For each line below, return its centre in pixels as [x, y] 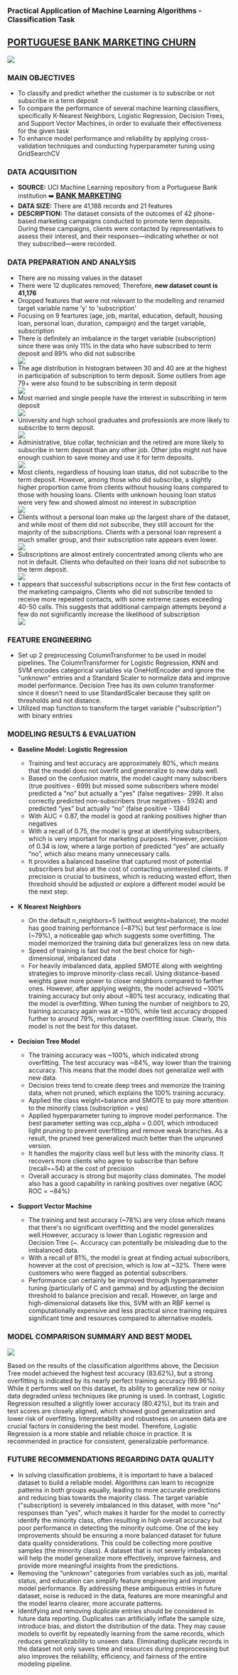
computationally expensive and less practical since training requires [128, 1311]
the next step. [48, 892]
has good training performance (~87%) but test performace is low [125, 928]
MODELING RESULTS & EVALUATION [72, 734]
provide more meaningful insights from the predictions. [98, 1566]
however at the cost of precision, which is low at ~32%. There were [127, 1265]
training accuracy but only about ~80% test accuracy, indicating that [129, 996]
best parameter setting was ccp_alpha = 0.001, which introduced [123, 1123]
